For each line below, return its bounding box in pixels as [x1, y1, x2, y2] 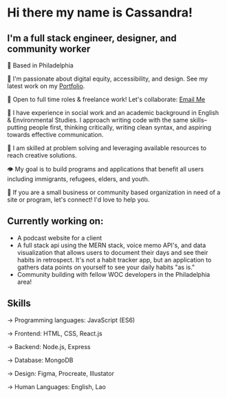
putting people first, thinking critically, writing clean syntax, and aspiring [7, 123, 212, 132]
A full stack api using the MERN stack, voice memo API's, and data [17, 241, 206, 249]
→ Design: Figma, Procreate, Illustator [7, 369, 115, 377]
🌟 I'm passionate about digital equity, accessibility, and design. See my [7, 74, 208, 83]
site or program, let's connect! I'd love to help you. [7, 196, 150, 204]
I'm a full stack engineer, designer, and [7, 32, 177, 44]
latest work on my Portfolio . [7, 82, 85, 90]
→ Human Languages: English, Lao [7, 382, 107, 390]
